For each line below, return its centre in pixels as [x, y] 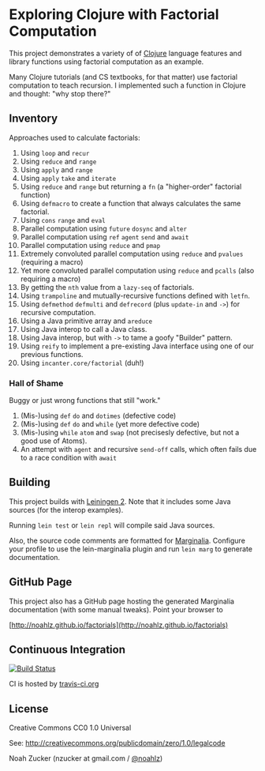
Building [30, 482]
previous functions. [52, 354]
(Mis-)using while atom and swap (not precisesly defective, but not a [130, 433]
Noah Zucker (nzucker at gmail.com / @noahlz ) [86, 758]
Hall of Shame [36, 383]
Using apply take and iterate [68, 178]
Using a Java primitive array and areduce [86, 321]
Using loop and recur [55, 152]
